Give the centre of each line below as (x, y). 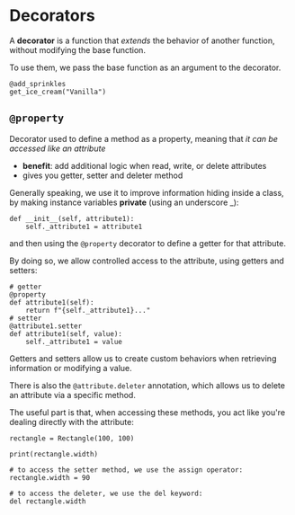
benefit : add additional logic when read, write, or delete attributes (144, 165)
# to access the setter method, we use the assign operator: (126, 470)
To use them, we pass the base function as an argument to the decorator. (145, 67)
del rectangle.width (48, 501)
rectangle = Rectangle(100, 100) (72, 438)
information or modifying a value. (71, 368)
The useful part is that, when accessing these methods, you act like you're (147, 412)
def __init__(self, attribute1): (72, 218)
